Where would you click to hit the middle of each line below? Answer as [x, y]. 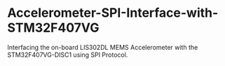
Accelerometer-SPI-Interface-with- [113, 13]
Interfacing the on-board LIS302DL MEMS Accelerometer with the [103, 47]
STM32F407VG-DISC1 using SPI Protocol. [68, 55]
